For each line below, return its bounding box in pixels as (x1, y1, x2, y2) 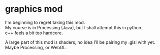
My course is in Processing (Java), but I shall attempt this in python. (5, 24, 143, 30)
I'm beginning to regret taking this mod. (5, 19, 85, 25)
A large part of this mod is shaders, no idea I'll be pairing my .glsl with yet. (5, 39, 156, 45)
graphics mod (5, 3, 63, 15)
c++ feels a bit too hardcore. (5, 30, 63, 36)
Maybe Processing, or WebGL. (5, 44, 67, 50)
